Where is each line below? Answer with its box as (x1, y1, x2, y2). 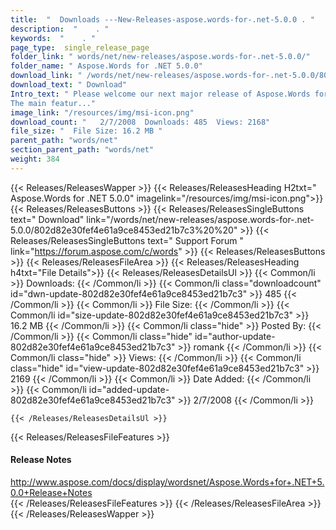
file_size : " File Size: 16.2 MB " (10, 126, 163, 136)
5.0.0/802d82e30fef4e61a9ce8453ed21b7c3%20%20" (10, 224, 238, 236)
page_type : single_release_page (10, 42, 150, 53)
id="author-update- (194, 330, 276, 342)
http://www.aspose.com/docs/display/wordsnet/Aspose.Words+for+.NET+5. (10, 476, 325, 488)
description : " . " (10, 24, 110, 34)
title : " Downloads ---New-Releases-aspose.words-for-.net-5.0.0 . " (10, 14, 315, 25)
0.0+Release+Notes (10, 486, 93, 498)
